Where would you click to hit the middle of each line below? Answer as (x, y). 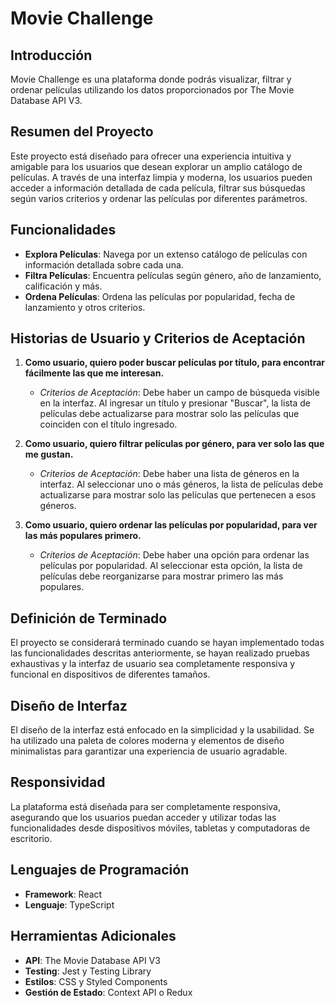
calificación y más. (63, 286)
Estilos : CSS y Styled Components (96, 981)
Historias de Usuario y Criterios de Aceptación (158, 338)
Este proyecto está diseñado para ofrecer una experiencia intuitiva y (151, 156)
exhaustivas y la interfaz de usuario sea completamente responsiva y (153, 664)
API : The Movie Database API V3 (92, 960)
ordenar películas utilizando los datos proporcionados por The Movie (152, 90)
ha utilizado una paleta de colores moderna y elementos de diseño (147, 741)
